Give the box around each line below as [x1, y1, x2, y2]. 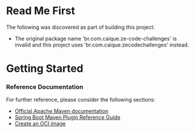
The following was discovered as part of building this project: [6, 24, 155, 31]
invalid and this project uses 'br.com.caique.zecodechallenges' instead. [14, 41, 189, 48]
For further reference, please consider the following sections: [6, 96, 155, 104]
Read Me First [6, 4, 76, 18]
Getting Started [6, 62, 84, 75]
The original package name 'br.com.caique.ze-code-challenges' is [14, 35, 177, 42]
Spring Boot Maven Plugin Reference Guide [14, 114, 121, 121]
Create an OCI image [14, 120, 66, 127]
